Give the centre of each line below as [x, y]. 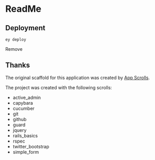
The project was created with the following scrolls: [59, 87]
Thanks [18, 65]
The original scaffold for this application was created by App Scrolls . [77, 77]
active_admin [27, 97]
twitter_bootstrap [31, 146]
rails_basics [25, 135]
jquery [20, 130]
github [20, 119]
